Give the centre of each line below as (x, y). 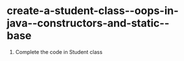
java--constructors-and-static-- (88, 23)
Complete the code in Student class (59, 52)
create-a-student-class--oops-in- (93, 11)
